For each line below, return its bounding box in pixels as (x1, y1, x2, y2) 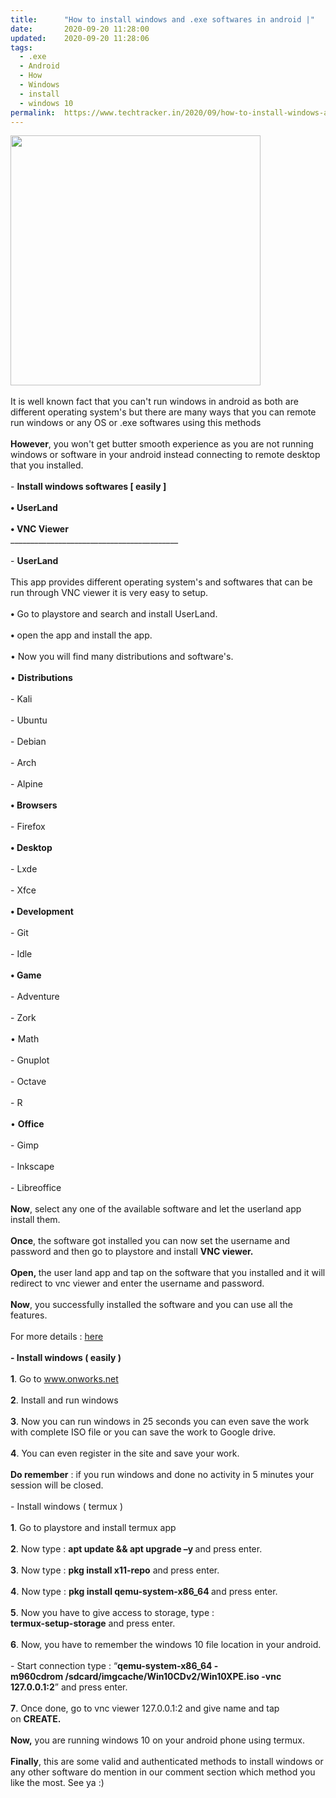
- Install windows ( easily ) (10, 1352, 122, 1364)
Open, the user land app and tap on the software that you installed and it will (10, 1267, 326, 1279)
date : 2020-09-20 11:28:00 (10, 24, 150, 34)
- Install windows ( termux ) (10, 1501, 124, 1513)
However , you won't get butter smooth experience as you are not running (10, 438, 314, 450)
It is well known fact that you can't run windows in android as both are (10, 396, 299, 408)
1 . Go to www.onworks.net (10, 1373, 119, 1385)
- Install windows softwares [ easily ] (10, 481, 167, 493)
